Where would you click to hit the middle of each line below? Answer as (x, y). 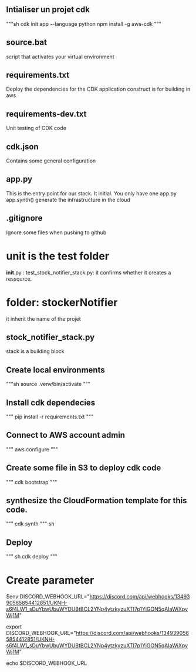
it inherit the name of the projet (43, 319)
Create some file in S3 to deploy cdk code (84, 468)
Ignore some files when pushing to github (56, 232)
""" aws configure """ (32, 449)
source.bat (26, 43)
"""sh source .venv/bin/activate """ (48, 384)
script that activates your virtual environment (60, 56)
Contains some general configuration (51, 161)
